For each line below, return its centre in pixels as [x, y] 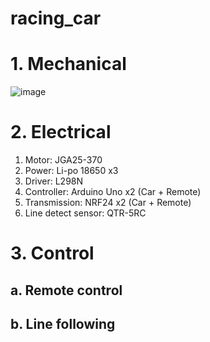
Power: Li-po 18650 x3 [71, 171]
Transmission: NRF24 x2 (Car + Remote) [108, 203]
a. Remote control [66, 290]
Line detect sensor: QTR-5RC [85, 213]
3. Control [52, 253]
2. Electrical [61, 132]
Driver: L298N [54, 181]
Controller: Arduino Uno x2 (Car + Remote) [113, 192]
